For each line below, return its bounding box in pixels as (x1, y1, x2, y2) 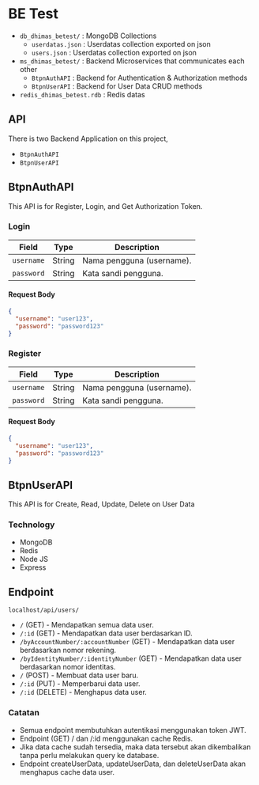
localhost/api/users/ (8, 606, 80, 614)
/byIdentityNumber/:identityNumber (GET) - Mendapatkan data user (19, 654, 242, 663)
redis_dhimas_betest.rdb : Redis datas (19, 89, 145, 99)
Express (19, 563, 47, 572)
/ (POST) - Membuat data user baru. (19, 670, 139, 681)
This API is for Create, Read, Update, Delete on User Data (8, 499, 195, 509)
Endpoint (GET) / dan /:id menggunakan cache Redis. (19, 734, 193, 743)
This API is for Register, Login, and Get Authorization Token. (8, 201, 203, 210)
